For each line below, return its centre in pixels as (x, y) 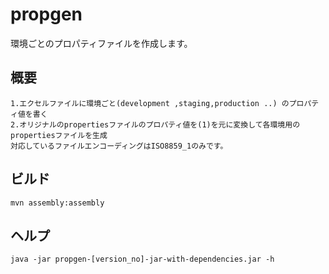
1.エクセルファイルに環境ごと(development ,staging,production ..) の (150, 103)
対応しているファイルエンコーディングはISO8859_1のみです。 (119, 146)
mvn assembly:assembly (57, 203)
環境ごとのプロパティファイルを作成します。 (101, 43)
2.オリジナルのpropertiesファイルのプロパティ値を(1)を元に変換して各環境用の (155, 124)
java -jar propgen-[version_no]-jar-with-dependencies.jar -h (142, 259)
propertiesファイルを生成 (59, 135)
